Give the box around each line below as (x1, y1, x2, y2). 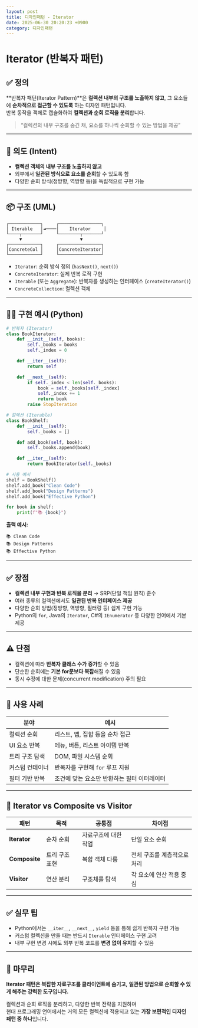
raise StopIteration (27, 402, 78, 408)
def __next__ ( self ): (16, 374, 67, 380)
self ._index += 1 (37, 391, 81, 397)
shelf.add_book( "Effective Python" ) (6, 493, 96, 499)
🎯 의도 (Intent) (6, 146, 57, 156)
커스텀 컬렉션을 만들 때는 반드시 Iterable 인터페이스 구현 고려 (14, 932, 157, 939)
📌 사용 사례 (6, 700, 44, 710)
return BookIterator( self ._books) (27, 461, 112, 467)
